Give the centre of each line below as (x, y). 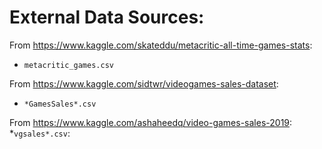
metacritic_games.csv (68, 65)
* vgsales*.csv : (40, 133)
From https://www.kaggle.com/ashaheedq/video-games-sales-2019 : (151, 122)
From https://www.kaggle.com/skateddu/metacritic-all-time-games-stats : (161, 45)
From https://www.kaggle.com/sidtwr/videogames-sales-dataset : (144, 83)
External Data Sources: (107, 17)
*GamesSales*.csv (60, 104)
